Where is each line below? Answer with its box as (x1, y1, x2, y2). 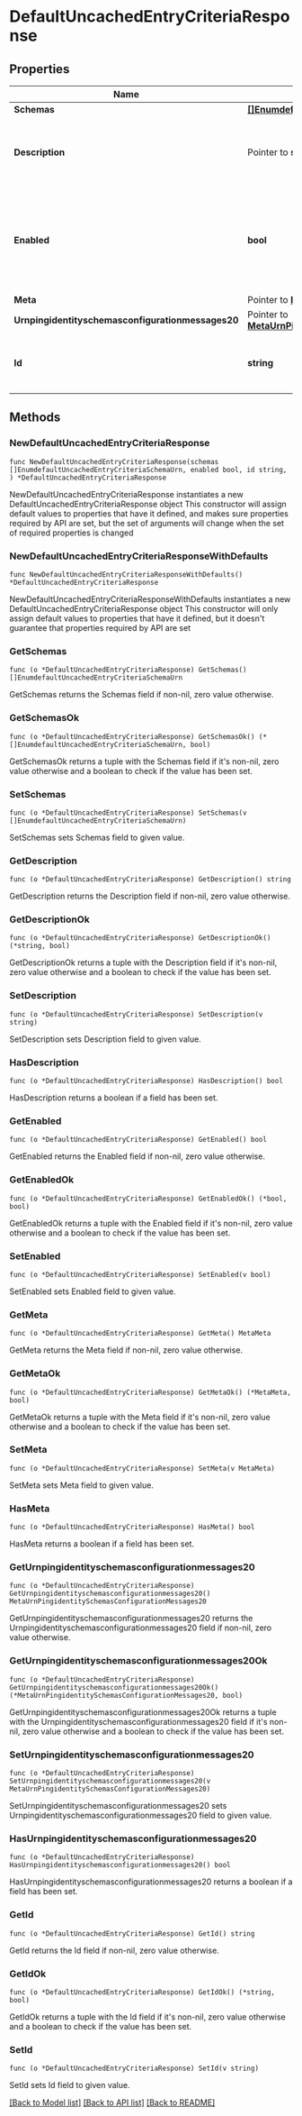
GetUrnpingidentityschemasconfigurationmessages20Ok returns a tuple (9, 1706, 277, 1718)
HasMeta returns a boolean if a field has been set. (9, 1538, 195, 1549)
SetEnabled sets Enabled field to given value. (9, 1286, 177, 1297)
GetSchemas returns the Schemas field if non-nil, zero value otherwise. (9, 689, 274, 700)
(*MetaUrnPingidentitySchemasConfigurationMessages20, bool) (9, 1691, 244, 1700)
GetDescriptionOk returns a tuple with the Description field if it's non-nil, (9, 957, 278, 968)
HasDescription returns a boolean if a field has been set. (9, 1092, 218, 1103)
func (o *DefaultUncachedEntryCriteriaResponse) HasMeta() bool (9, 1523, 255, 1532)
